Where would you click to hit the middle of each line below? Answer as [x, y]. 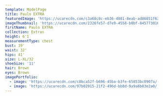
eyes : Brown [17, 73]
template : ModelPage [26, 9]
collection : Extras [25, 32]
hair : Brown [17, 68]
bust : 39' [15, 46]
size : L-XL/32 [19, 59]
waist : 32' [16, 50]
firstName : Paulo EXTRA [29, 28]
